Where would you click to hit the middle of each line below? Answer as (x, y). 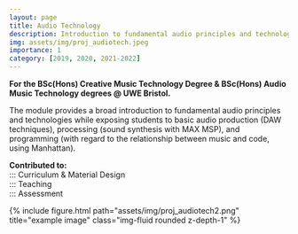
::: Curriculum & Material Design (67, 175)
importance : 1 (35, 51)
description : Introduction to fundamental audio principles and (130, 34)
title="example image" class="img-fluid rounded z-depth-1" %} (125, 220)
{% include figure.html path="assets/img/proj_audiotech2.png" (124, 211)
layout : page (33, 17)
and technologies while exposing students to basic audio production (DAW (145, 120)
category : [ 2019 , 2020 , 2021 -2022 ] (75, 58)
